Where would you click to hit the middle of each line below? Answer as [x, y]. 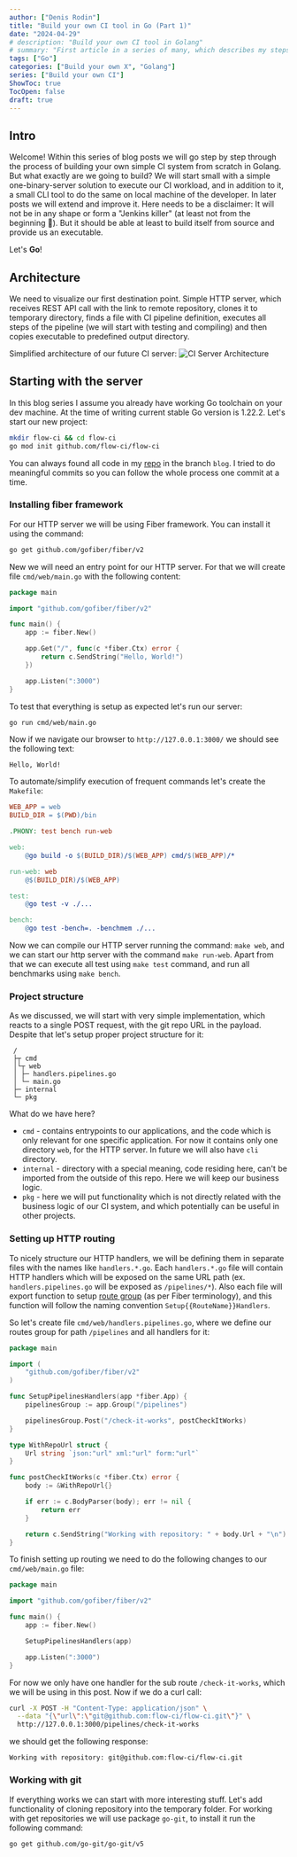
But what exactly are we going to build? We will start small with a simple [140, 176]
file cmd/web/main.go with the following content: [95, 576]
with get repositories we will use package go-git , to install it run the [133, 1818]
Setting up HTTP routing [62, 1239]
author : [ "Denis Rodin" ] [55, 17]
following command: [46, 1828]
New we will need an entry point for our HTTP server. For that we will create [147, 566]
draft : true [31, 100]
